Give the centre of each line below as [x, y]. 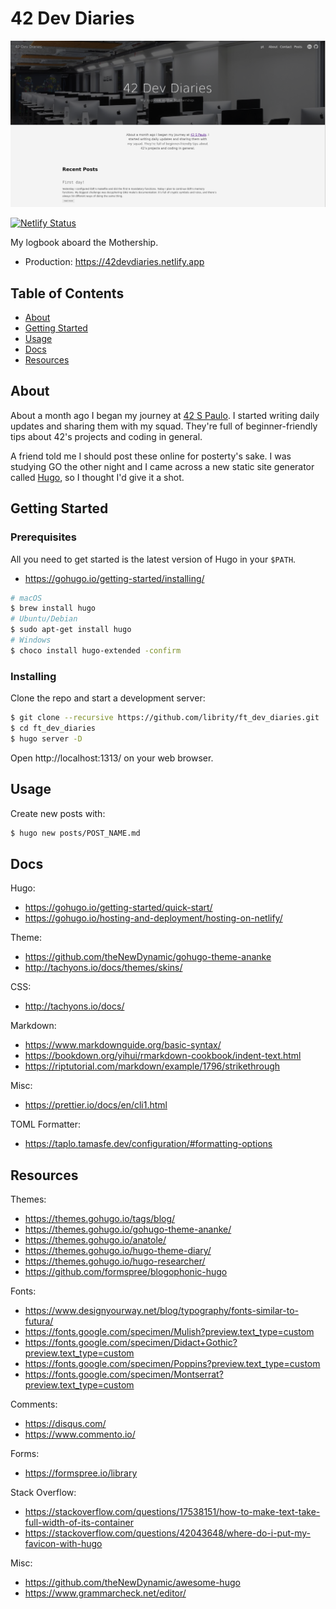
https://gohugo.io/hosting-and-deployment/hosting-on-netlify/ [153, 918]
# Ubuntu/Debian [44, 619]
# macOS [26, 598]
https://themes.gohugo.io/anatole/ [95, 1240]
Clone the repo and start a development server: [108, 698]
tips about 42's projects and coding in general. [106, 436]
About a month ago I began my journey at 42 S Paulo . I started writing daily [165, 415]
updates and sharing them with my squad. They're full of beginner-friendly [164, 426]
